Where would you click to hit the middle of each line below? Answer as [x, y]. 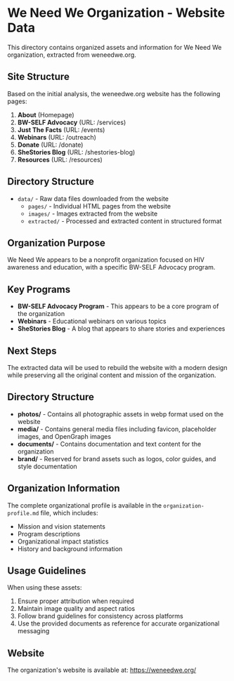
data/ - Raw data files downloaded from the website [93, 199]
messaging [33, 631]
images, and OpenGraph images [64, 436]
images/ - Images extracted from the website [93, 213]
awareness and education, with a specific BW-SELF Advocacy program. [111, 267]
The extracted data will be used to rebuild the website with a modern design [117, 368]
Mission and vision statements [61, 526]
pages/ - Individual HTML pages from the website [99, 206]
